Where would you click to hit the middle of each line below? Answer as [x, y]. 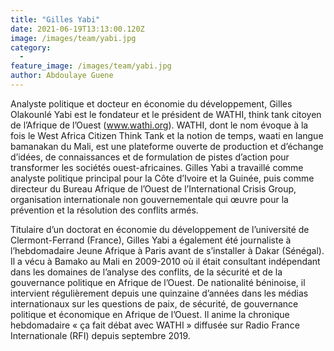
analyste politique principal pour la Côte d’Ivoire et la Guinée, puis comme [162, 178]
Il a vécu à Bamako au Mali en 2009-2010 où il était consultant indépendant [165, 261]
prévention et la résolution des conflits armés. [104, 210]
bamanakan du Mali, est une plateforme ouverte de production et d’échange [167, 146]
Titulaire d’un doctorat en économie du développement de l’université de [160, 229]
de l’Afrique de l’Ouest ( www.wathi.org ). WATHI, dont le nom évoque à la [159, 125]
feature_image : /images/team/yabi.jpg [91, 66]
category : [31, 47]
